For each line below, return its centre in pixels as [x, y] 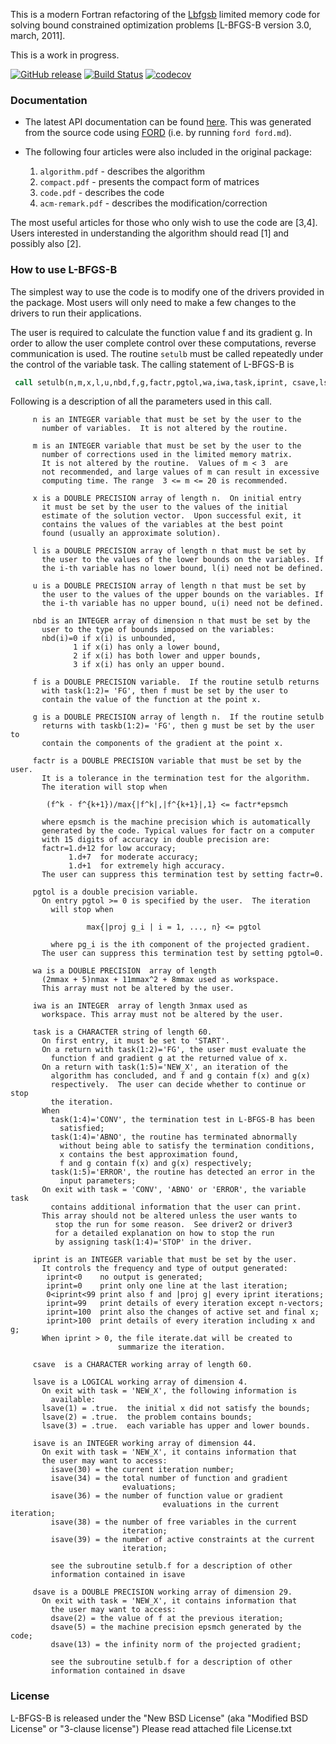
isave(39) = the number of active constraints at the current [182, 1540]
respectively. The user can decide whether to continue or [178, 1085]
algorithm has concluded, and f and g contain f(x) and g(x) [180, 1076]
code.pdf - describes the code [102, 193]
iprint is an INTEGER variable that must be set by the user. [165, 1260]
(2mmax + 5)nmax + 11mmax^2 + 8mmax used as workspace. [160, 980]
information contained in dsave [118, 1671]
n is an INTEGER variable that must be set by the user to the [167, 420]
